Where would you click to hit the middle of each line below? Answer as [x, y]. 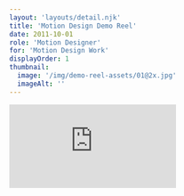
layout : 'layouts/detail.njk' [65, 17]
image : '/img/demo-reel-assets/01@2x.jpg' [97, 76]
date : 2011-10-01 [41, 34]
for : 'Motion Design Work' [59, 51]
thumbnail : [29, 68]
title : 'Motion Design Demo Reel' [73, 26]
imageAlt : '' [41, 84]
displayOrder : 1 [39, 59]
